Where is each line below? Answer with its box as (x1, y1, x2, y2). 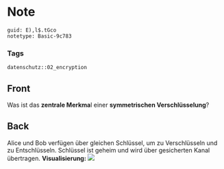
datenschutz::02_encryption (7, 64, 88, 71)
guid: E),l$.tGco (7, 27, 57, 34)
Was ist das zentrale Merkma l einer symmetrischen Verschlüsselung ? (7, 101, 210, 109)
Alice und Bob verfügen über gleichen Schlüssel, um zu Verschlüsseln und (7, 138, 218, 147)
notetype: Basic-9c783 (7, 32, 72, 40)
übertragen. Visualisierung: (7, 154, 87, 162)
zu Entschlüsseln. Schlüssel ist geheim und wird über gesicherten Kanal (7, 146, 210, 154)
